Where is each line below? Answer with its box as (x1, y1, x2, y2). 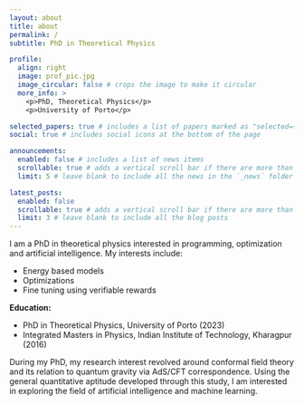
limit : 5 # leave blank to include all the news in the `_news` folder (17, 171, 294, 181)
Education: (9, 303, 52, 313)
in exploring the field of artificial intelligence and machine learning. (9, 386, 258, 397)
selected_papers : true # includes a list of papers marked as (9, 121, 249, 131)
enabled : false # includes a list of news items (17, 155, 204, 164)
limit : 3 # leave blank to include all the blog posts (17, 214, 229, 223)
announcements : (9, 147, 67, 156)
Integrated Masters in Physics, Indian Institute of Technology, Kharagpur (22, 330, 292, 341)
